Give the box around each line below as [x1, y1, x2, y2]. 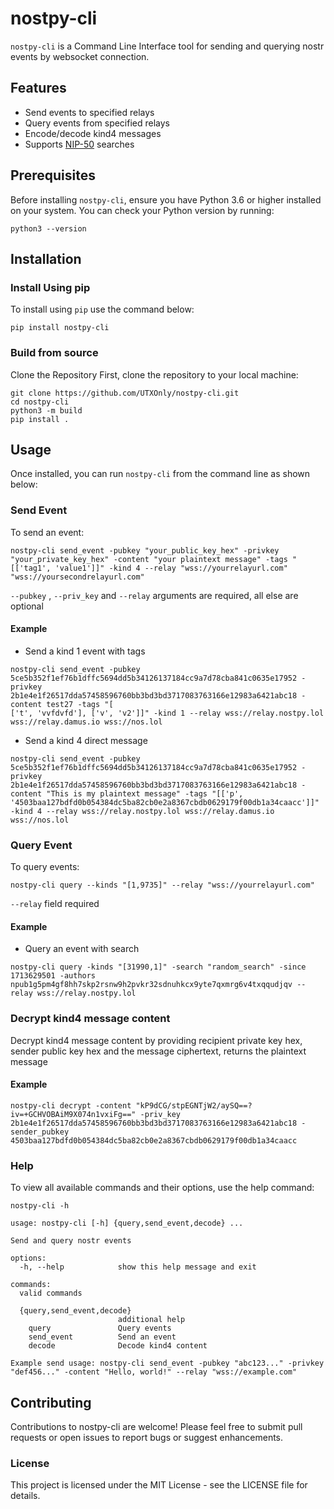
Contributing [10, 1394, 92, 1411]
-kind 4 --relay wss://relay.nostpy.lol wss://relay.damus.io [10, 806, 275, 816]
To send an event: [10, 526, 85, 538]
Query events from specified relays [24, 117, 171, 129]
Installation [10, 250, 82, 267]
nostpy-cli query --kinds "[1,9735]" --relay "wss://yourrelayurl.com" [10, 880, 315, 891]
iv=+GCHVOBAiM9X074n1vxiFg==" [10, 1109, 137, 1119]
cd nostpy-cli [10, 397, 70, 407]
